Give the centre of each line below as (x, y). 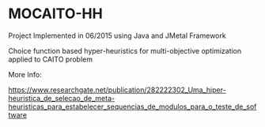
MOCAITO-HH (55, 14)
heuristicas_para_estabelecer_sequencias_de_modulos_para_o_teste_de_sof (132, 106)
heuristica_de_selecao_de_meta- (62, 98)
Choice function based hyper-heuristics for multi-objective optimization (125, 50)
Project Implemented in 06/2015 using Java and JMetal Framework (117, 35)
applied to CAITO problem (51, 59)
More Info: (25, 74)
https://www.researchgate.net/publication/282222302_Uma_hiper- (117, 90)
